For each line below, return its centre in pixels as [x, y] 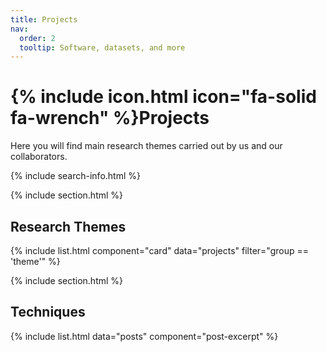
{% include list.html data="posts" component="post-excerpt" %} [144, 336]
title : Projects [44, 19]
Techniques [48, 312]
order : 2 [37, 38]
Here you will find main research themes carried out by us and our [146, 146]
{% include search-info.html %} [75, 176]
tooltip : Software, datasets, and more [102, 47]
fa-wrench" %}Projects [110, 118]
